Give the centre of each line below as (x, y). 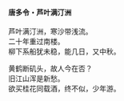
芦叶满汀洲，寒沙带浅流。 (50, 31)
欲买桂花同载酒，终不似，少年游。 (64, 89)
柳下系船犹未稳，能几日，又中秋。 (64, 51)
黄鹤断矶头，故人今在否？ (50, 69)
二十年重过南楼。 (36, 42)
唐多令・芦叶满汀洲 (40, 12)
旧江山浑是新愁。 (36, 79)
